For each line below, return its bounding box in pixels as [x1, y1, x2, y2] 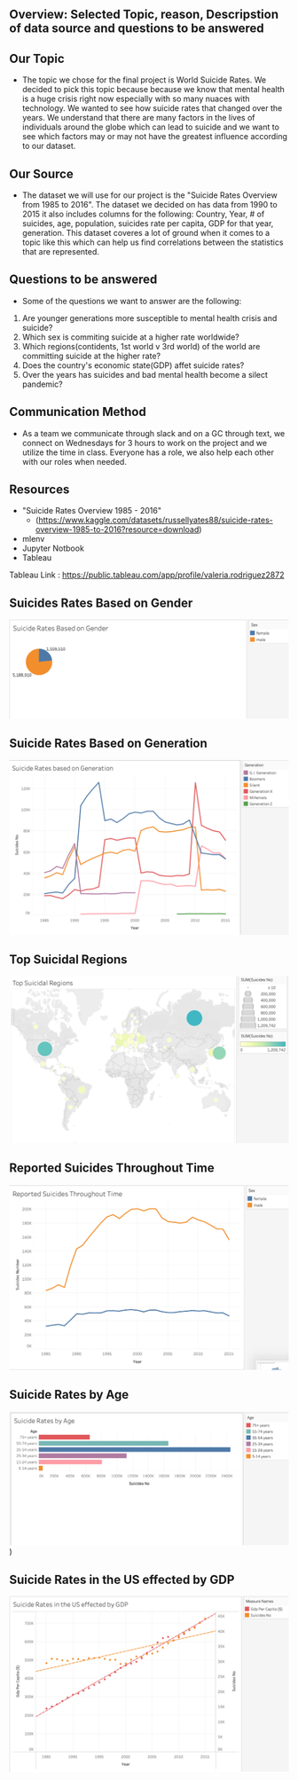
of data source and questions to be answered [9, 21, 264, 36]
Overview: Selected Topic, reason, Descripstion [9, 7, 279, 22]
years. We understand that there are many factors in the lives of [21, 113, 255, 123]
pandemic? [21, 379, 64, 389]
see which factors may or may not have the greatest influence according [21, 131, 288, 142]
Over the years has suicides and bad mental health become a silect [21, 369, 269, 380]
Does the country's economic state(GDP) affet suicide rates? [21, 359, 245, 371]
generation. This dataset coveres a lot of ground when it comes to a [21, 228, 271, 239]
